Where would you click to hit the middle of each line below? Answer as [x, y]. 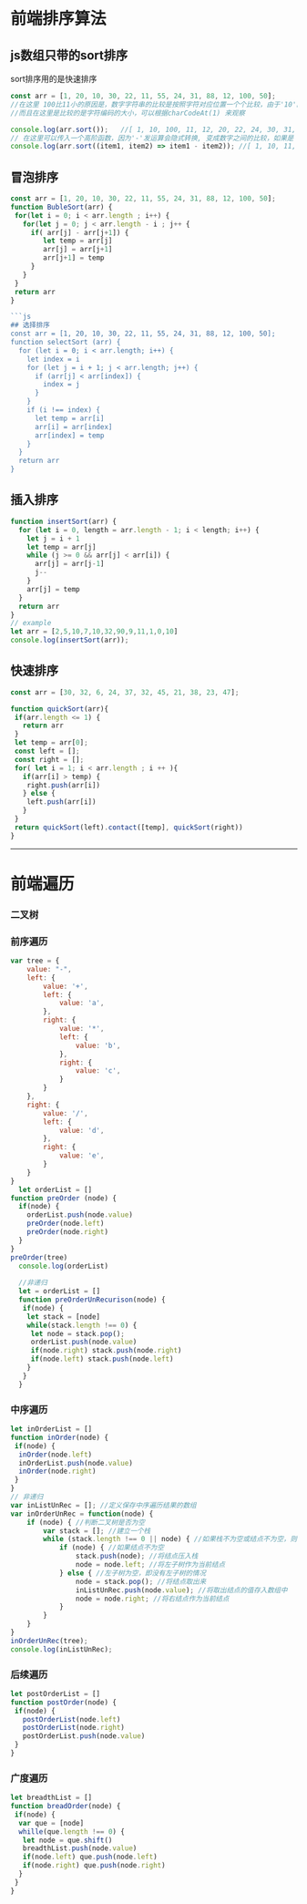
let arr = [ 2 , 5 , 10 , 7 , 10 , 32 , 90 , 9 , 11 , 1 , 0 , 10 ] [94, 632]
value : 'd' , [82, 1130]
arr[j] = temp [53, 589]
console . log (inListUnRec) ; [61, 1649]
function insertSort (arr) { [64, 521]
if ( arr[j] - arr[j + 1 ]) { [80, 232]
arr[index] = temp [69, 435]
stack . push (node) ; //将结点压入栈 [137, 1556]
